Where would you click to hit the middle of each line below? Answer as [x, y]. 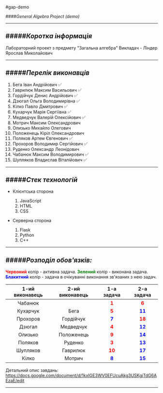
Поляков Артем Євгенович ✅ [43, 138]
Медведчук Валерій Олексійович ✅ [49, 117]
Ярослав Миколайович [29, 53]
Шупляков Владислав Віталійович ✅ [50, 160]
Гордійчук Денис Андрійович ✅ [45, 95]
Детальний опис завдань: [32, 370]
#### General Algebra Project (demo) [43, 16]
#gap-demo [17, 7]
